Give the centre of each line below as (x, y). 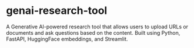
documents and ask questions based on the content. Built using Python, (93, 32)
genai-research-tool (57, 11)
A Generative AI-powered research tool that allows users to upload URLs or (97, 27)
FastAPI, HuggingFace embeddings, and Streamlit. (67, 39)
